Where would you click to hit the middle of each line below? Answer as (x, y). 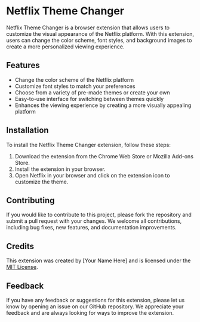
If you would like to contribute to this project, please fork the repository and (99, 215)
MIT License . (22, 267)
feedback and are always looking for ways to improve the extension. (90, 313)
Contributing (30, 200)
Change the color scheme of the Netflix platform (74, 79)
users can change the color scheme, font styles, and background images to (99, 40)
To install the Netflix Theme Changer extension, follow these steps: (89, 145)
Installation (27, 131)
